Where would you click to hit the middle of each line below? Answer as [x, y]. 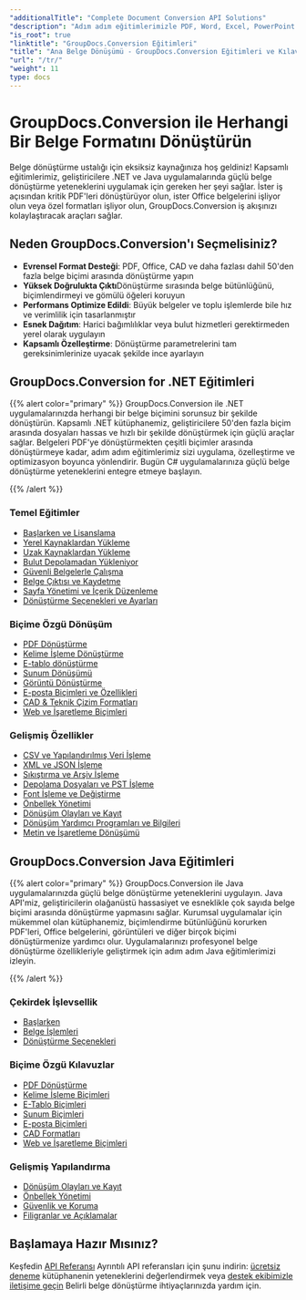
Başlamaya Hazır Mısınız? [84, 1244]
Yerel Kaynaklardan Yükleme [76, 542]
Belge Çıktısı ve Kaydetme [71, 581]
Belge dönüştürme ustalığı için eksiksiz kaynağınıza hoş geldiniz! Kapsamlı [149, 167]
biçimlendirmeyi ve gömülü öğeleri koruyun [104, 295]
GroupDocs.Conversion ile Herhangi [149, 122]
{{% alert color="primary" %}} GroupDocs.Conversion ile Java [127, 883]
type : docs [30, 77]
